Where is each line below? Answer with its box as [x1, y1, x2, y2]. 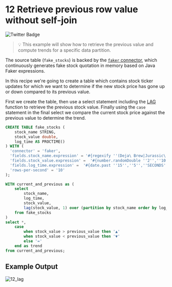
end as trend [14, 243, 42, 249]
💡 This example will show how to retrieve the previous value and [17, 41, 154, 47]
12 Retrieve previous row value [5, 4, 138, 15]
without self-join [5, 14, 78, 26]
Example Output [5, 262, 58, 271]
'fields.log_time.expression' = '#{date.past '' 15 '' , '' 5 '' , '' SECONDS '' [10, 163, 168, 168]
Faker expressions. [5, 68, 46, 74]
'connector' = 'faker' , [10, 148, 60, 154]
